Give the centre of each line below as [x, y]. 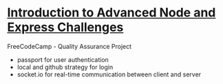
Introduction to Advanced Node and [111, 13]
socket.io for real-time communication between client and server [109, 74]
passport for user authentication [63, 59]
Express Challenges [65, 27]
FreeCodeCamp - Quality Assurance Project [70, 46]
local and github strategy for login [65, 67]
